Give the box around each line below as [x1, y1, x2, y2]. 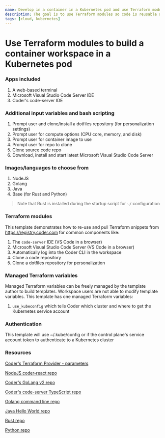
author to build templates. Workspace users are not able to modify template [5, 288, 158, 295]
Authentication [5, 320, 42, 327]
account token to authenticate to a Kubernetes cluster [5, 337, 114, 343]
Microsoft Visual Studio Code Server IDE [12, 92, 94, 98]
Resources [5, 349, 31, 356]
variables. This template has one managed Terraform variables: [5, 294, 134, 300]
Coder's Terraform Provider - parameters [5, 360, 88, 366]
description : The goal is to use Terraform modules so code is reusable [5, 12, 157, 17]
